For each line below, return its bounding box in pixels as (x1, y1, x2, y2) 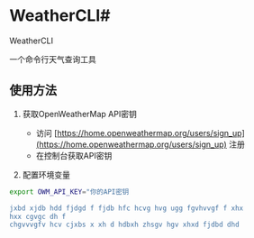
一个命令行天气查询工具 (9, 53, 96, 64)
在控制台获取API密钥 (35, 150, 113, 160)
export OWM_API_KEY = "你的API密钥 (9, 187, 130, 197)
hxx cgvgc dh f (9, 212, 67, 221)
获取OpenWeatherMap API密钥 (22, 108, 137, 119)
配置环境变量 (22, 169, 70, 180)
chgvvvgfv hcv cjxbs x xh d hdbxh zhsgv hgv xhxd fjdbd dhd (9, 220, 240, 230)
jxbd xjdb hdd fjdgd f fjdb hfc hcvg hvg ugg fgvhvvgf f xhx (9, 204, 244, 213)
